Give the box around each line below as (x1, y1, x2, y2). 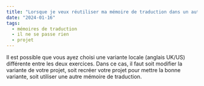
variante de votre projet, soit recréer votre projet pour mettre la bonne (6, 67, 181, 73)
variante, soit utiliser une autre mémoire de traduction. (6, 73, 142, 80)
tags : (6, 20, 20, 26)
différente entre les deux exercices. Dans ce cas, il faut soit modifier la (6, 60, 183, 67)
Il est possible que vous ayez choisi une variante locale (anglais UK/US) (6, 54, 185, 61)
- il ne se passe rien (12, 31, 69, 38)
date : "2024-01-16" (6, 15, 56, 21)
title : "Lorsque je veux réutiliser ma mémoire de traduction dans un (6, 8, 189, 15)
